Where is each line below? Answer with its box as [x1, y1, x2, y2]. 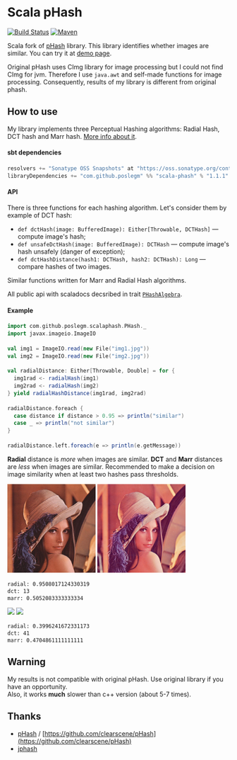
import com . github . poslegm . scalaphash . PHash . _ [7, 323, 147, 330]
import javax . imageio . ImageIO [7, 330, 97, 337]
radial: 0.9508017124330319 [7, 580, 90, 588]
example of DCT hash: [7, 210, 73, 220]
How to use [7, 106, 58, 118]
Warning [7, 656, 46, 668]
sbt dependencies [7, 148, 62, 157]
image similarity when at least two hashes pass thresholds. [7, 470, 178, 478]
